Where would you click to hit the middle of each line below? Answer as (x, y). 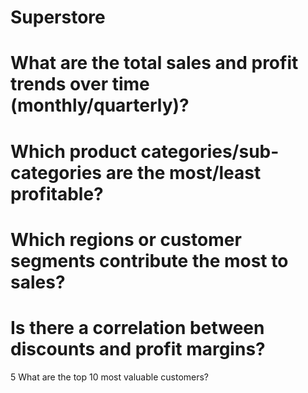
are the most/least (183, 172)
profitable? (57, 193)
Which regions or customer (126, 239)
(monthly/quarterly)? (100, 105)
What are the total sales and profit (154, 63)
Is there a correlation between (137, 327)
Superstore (58, 17)
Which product (73, 151)
